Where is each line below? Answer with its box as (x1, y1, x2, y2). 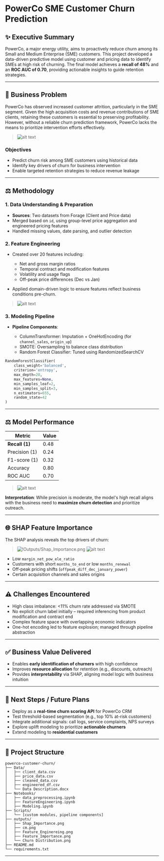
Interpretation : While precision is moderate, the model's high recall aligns (5, 494, 154, 500)
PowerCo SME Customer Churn (5, 3, 135, 14)
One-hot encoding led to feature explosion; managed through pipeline (12, 624, 153, 630)
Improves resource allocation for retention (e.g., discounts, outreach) (12, 666, 153, 672)
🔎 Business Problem (5, 91, 67, 99)
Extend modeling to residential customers (12, 729, 98, 735)
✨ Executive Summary (5, 33, 75, 41)
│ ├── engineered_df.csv (5, 783, 60, 787)
